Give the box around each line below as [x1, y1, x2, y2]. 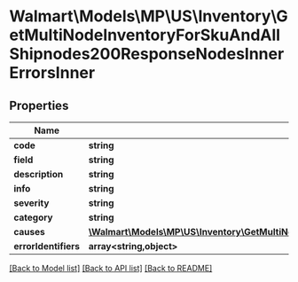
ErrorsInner [9, 63, 96, 83]
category [13, 211, 53, 223]
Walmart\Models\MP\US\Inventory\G [9, 6, 288, 27]
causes [13, 226, 46, 238]
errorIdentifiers [13, 240, 80, 252]
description [13, 168, 64, 180]
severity [13, 197, 50, 209]
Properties [9, 98, 69, 113]
